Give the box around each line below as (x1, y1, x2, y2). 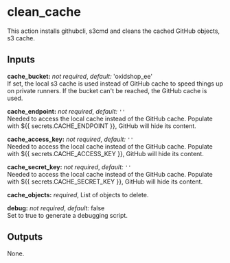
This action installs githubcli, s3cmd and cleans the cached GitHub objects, (7, 27, 220, 35)
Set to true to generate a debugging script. (7, 211, 128, 219)
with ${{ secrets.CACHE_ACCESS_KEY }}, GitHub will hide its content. (7, 149, 204, 158)
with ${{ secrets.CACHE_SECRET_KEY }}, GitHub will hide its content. (7, 177, 203, 186)
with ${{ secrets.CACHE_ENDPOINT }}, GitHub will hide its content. (7, 121, 197, 130)
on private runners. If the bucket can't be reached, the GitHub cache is (7, 86, 207, 95)
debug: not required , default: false (7, 203, 105, 212)
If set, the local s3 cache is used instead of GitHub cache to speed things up (7, 79, 223, 88)
